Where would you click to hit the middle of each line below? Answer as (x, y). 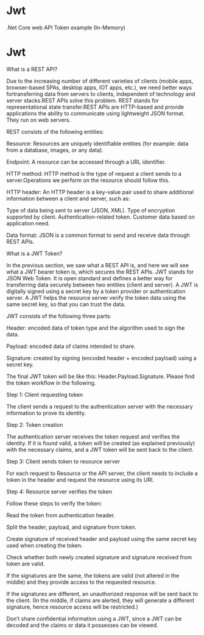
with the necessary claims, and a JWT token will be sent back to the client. (100, 449)
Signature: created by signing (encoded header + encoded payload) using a (101, 358)
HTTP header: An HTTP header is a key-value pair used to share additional (100, 192)
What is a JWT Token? (34, 253)
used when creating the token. (45, 545)
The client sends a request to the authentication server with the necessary (100, 406)
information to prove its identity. (46, 413)
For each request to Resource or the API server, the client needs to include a (102, 473)
